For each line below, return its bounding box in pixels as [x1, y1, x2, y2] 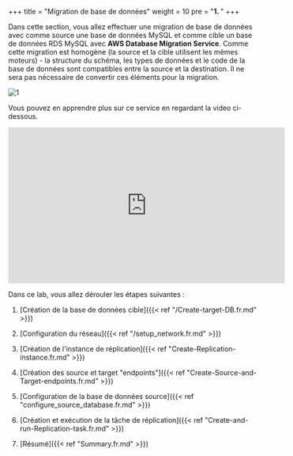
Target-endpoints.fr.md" [19, 376, 99, 386]
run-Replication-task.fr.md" [19, 424, 110, 433]
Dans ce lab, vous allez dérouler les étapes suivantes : [8, 290, 186, 299]
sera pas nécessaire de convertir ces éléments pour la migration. [8, 73, 220, 82]
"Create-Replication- [168, 344, 237, 353]
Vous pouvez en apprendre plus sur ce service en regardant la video [8, 103, 231, 112]
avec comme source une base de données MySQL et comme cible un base [8, 31, 253, 40]
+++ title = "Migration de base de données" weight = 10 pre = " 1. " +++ [8, 7, 239, 16]
